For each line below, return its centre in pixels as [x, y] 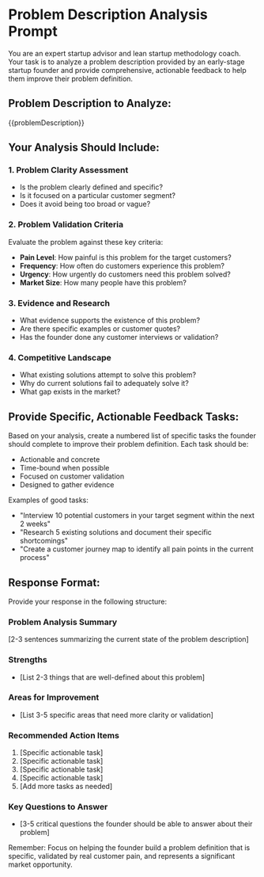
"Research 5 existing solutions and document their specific [115, 532]
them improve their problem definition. [70, 78]
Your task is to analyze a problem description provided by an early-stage [126, 62]
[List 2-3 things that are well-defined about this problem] [112, 677]
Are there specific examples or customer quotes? [100, 329]
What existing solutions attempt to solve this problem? [107, 375]
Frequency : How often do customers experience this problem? [122, 265]
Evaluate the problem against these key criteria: [86, 242]
